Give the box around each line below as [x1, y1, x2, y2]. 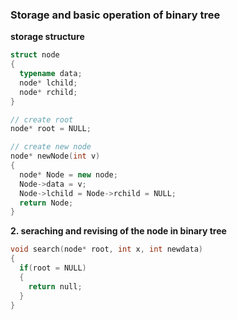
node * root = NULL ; [10, 124, 92, 134]
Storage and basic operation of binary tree [10, 8, 221, 22]
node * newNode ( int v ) [10, 151, 101, 162]
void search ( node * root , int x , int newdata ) [10, 244, 203, 255]
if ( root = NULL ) [19, 263, 87, 273]
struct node [10, 50, 60, 60]
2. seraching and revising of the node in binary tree [10, 225, 227, 237]
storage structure [10, 31, 85, 43]
